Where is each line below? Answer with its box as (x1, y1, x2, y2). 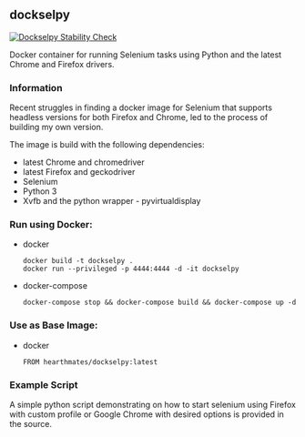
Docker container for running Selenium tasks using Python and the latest (9, 49, 282, 60)
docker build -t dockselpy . (22, 257, 134, 266)
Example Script (9, 378, 78, 391)
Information (9, 81, 63, 94)
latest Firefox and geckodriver (22, 167, 136, 178)
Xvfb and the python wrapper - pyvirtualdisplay (22, 196, 201, 207)
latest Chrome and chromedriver (22, 157, 146, 168)
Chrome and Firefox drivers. (9, 58, 116, 69)
